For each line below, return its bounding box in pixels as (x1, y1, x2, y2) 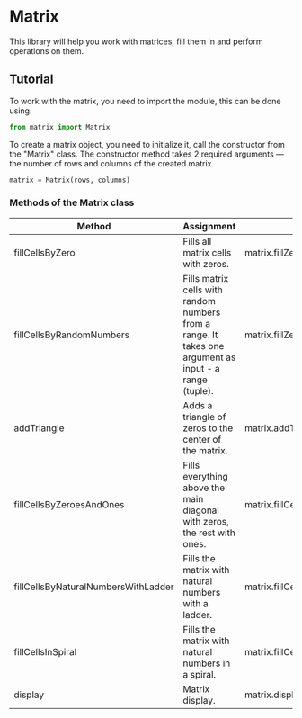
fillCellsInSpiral (13, 645, 77, 658)
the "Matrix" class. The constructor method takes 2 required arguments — (9, 148, 285, 159)
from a (182, 317, 211, 329)
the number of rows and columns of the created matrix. (9, 157, 214, 168)
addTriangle (13, 421, 65, 434)
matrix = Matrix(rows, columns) (9, 175, 130, 184)
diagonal (182, 504, 220, 516)
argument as (182, 351, 236, 363)
